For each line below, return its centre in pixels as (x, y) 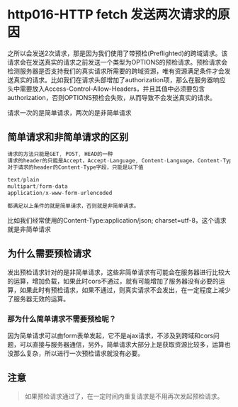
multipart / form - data (38, 186)
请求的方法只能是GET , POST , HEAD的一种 (60, 154)
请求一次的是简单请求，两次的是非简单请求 (69, 112)
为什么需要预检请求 (49, 253)
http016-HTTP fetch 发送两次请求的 (113, 15)
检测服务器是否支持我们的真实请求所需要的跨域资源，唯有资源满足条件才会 (116, 71)
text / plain (23, 180)
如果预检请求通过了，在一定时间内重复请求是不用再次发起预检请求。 (124, 396)
